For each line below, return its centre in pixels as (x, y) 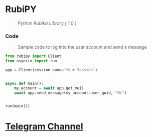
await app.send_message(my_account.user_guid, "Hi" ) (70, 93)
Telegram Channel (44, 126)
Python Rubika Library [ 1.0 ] (47, 23)
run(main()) (18, 106)
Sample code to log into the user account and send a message (82, 47)
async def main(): (24, 83)
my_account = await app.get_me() (49, 88)
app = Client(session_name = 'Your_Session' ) (51, 70)
